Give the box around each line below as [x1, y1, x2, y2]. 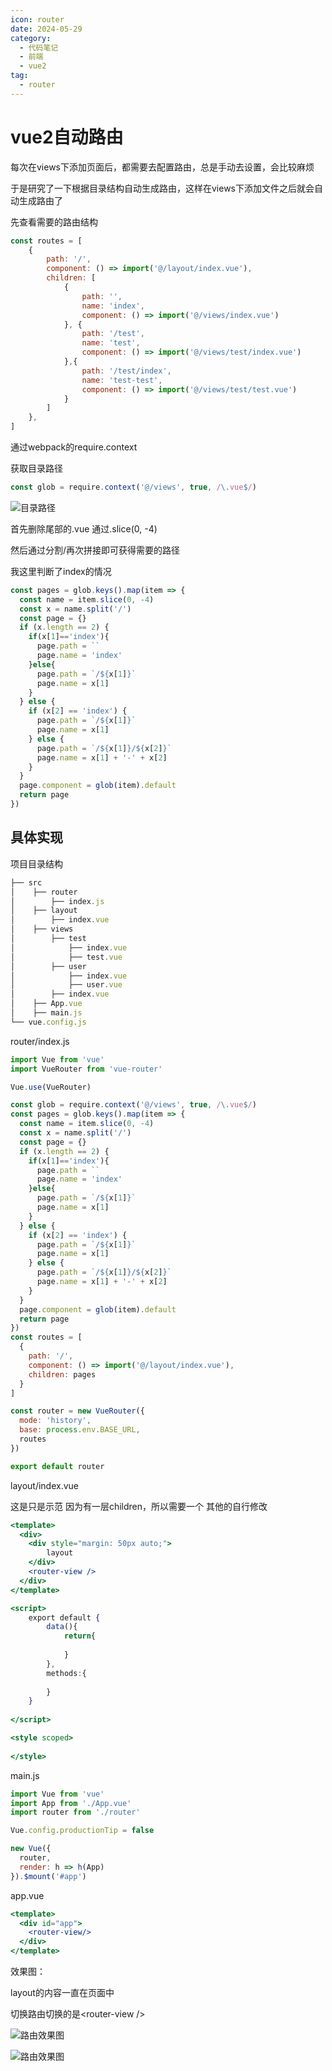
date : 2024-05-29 [10, 24, 83, 34]
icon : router [10, 14, 65, 25]
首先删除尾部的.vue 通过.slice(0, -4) [10, 522, 158, 535]
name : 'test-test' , [81, 375, 163, 385]
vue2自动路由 [10, 126, 124, 148]
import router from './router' [10, 1807, 141, 1818]
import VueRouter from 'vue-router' [10, 1064, 163, 1074]
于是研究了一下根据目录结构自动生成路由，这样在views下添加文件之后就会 [10, 182, 315, 194]
